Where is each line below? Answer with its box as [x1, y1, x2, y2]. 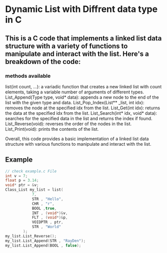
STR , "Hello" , [31, 196, 64, 202]
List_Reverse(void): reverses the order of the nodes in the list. [5, 121, 132, 127]
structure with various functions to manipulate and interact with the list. [5, 141, 152, 147]
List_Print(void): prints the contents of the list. [5, 126, 99, 132]
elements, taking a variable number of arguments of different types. [5, 89, 145, 95]
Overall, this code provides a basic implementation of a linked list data [5, 136, 149, 142]
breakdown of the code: [5, 57, 81, 66]
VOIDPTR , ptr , [31, 220, 64, 225]
